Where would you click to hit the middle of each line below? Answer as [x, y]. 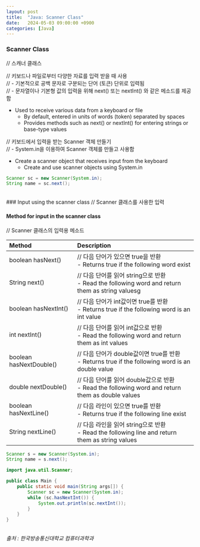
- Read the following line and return [127, 432]
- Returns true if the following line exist [132, 414]
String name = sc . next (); [38, 184]
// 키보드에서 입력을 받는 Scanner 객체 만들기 [59, 142]
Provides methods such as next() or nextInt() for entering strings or [106, 122]
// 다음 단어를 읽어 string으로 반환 [121, 275]
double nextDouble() [38, 387]
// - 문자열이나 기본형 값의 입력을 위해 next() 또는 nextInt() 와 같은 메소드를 [93, 91]
